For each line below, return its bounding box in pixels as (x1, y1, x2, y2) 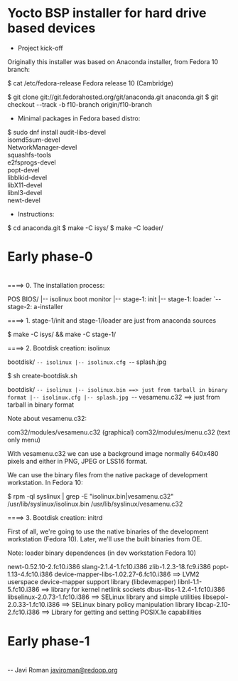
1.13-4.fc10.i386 (7, 570, 53, 578)
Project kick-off (17, 43, 64, 52)
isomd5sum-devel (7, 135, 60, 144)
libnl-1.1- (177, 578, 202, 586)
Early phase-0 (7, 249, 94, 265)
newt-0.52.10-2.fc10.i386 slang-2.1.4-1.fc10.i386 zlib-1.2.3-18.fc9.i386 (7, 563, 211, 571)
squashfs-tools (7, 150, 52, 159)
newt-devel (7, 196, 40, 204)
